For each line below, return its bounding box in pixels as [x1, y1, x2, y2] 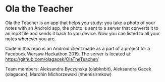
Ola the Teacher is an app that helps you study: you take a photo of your [5, 20, 155, 26]
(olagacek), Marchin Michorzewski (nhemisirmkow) [5, 71, 112, 77]
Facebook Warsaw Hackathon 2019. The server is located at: [5, 51, 132, 57]
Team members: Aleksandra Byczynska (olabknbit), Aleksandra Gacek [5, 66, 151, 72]
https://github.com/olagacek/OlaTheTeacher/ [5, 56, 99, 62]
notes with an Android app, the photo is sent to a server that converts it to [5, 25, 159, 31]
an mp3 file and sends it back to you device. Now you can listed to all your [5, 30, 160, 36]
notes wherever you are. [5, 36, 56, 42]
